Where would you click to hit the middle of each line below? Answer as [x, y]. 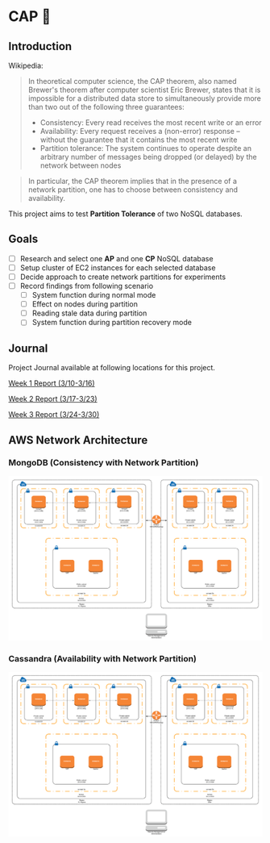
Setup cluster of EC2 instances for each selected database [118, 267]
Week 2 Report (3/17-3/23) [53, 399]
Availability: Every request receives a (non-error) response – [140, 131]
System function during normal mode [94, 295]
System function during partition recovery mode [112, 323]
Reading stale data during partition [89, 313]
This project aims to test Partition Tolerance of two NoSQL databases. [126, 214]
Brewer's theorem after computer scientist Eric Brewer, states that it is [144, 90]
